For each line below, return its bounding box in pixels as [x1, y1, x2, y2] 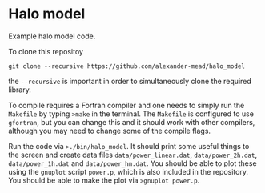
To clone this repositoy [8, 46, 84, 56]
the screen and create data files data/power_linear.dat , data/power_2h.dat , [8, 150, 258, 159]
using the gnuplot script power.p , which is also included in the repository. [8, 167, 248, 176]
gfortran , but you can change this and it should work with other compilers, [8, 117, 255, 127]
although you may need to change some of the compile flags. [8, 126, 211, 135]
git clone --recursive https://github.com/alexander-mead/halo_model [8, 62, 246, 70]
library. [8, 85, 32, 94]
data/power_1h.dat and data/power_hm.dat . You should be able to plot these [8, 158, 258, 168]
